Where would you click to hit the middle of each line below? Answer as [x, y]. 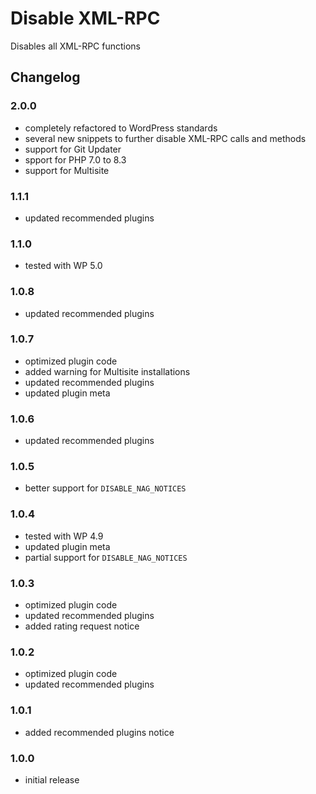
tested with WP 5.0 [63, 266]
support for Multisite [67, 170]
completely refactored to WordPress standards [121, 128]
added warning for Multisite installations [107, 371]
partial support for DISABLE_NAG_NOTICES [106, 557]
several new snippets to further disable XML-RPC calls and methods [165, 138]
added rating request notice [82, 626]
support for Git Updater [73, 149]
